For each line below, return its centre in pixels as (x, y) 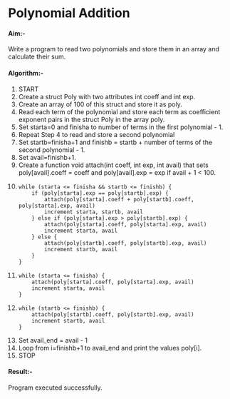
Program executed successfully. (55, 388)
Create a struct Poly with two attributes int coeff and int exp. (107, 96)
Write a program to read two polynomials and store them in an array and (114, 49)
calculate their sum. (37, 57)
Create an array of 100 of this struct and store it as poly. (100, 104)
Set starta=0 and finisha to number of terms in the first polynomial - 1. (121, 127)
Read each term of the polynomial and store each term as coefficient (119, 111)
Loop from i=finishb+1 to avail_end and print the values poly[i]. (110, 348)
